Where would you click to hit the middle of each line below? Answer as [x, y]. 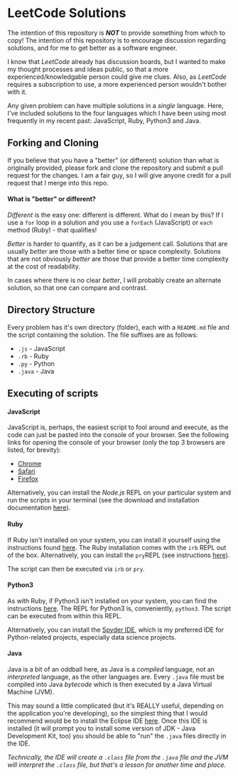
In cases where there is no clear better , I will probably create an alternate [114, 280]
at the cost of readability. [44, 266]
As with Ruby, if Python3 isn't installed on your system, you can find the [113, 600]
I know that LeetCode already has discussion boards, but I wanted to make [117, 61]
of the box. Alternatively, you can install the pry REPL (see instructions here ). [119, 555]
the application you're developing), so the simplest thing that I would [108, 713]
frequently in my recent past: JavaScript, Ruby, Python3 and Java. [104, 120]
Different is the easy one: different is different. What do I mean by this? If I [115, 215]
